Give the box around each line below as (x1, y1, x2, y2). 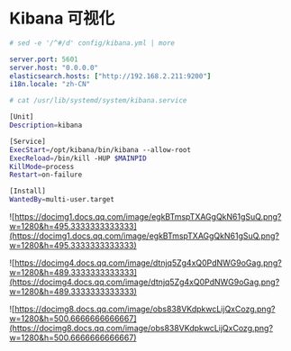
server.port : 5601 (9, 55, 78, 64)
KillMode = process (9, 162, 75, 171)
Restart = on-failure (9, 170, 83, 180)
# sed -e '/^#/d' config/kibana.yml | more (9, 38, 176, 48)
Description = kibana (9, 121, 83, 130)
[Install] (9, 186, 47, 196)
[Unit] (9, 112, 34, 121)
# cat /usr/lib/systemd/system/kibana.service (9, 96, 187, 105)
